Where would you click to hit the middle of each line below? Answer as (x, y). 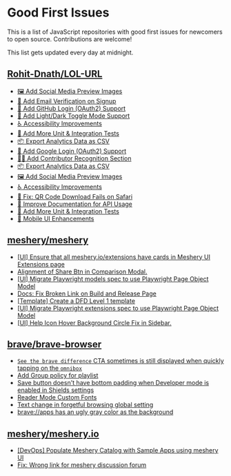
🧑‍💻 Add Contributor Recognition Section (74, 158)
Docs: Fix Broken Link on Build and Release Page (87, 293)
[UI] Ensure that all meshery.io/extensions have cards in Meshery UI (113, 257)
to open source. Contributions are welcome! (70, 39)
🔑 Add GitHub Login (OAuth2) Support (71, 108)
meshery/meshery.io (53, 434)
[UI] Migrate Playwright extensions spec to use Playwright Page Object (118, 308)
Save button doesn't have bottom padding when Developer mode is (113, 383)
